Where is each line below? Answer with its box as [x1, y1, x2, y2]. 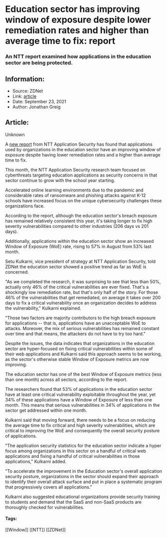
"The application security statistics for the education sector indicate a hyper [5, 442, 162, 448]
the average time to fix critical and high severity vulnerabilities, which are [5, 422, 156, 428]
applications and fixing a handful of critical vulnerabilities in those [5, 453, 140, 459]
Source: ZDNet [12, 88, 43, 94]
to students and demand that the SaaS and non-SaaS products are [5, 499, 142, 505]
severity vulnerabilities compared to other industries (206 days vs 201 [5, 223, 149, 229]
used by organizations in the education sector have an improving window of [5, 146, 161, 153]
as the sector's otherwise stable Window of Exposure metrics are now [5, 356, 150, 362]
